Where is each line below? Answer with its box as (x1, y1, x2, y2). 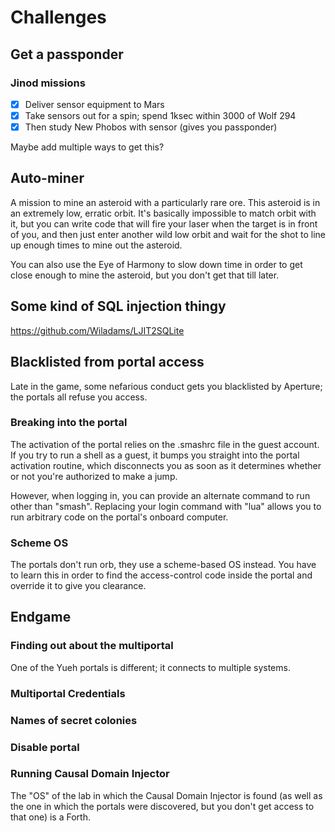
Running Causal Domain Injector (10, 767, 170, 781)
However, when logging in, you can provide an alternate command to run (10, 489, 311, 501)
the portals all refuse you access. (10, 391, 148, 403)
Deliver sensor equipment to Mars (24, 98, 165, 110)
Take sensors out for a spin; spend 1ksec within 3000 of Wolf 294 (24, 109, 297, 121)
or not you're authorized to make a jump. (10, 470, 178, 482)
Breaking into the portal (10, 416, 128, 430)
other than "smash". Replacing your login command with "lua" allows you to (10, 500, 322, 512)
